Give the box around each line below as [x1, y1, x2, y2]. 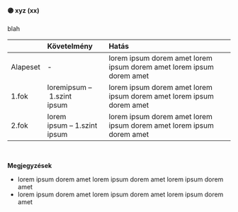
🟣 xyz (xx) [7, 6, 40, 14]
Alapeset [11, 62, 41, 72]
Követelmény [47, 41, 93, 51]
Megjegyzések [7, 162, 52, 170]
